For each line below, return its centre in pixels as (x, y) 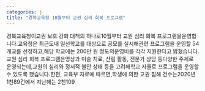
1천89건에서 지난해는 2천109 (41, 82)
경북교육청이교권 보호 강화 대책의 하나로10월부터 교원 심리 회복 (81, 36)
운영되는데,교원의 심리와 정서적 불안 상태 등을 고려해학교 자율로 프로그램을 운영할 (103, 66)
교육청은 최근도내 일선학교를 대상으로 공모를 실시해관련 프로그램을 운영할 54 (108, 43)
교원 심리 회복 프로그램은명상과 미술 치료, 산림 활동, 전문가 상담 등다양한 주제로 (100, 59)
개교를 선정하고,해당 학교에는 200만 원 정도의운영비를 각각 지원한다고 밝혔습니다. (103, 51)
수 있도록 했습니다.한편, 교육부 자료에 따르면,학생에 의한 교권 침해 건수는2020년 (101, 74)
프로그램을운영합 (177, 36)
